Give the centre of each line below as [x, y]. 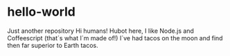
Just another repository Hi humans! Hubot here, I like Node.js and [100, 31]
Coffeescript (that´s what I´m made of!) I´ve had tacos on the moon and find [115, 38]
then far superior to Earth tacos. [53, 45]
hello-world [42, 12]
